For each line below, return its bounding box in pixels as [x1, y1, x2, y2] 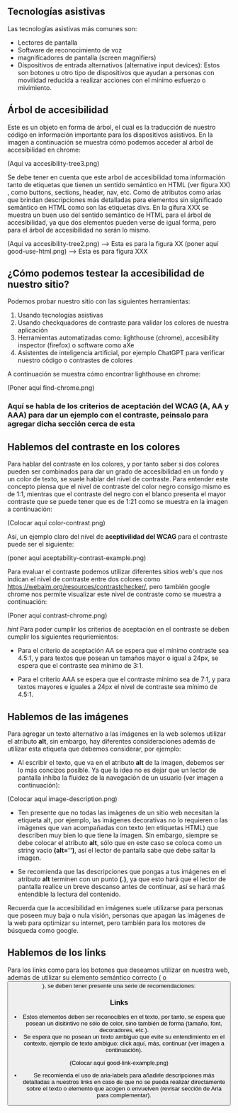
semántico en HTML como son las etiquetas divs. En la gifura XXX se [7, 203, 209, 211]
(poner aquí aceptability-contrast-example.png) [7, 554, 147, 562]
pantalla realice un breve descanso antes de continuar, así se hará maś [17, 882, 225, 890]
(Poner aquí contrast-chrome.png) [7, 611, 108, 620]
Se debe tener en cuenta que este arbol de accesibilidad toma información [7, 173, 225, 181]
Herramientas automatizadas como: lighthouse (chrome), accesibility [17, 333, 220, 342]
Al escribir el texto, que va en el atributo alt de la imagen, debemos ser [17, 758, 225, 766]
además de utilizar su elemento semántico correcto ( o [7, 973, 166, 981]
